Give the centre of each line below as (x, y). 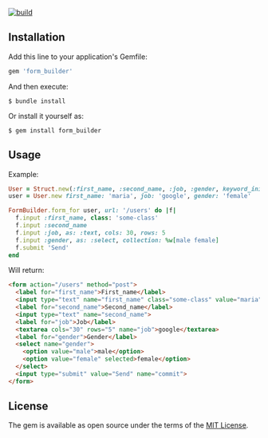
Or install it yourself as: (46, 116)
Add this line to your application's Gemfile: (78, 57)
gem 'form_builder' (41, 71)
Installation (37, 37)
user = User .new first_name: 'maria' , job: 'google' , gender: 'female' (130, 196)
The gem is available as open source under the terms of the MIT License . (128, 425)
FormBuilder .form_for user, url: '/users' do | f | (93, 211)
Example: (24, 174)
